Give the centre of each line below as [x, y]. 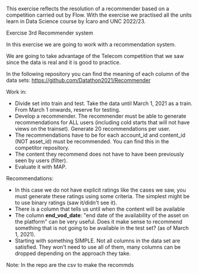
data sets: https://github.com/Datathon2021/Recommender [78, 80]
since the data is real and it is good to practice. [64, 62]
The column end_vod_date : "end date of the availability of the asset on [102, 215]
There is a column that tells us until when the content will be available [100, 209]
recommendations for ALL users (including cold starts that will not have [102, 122]
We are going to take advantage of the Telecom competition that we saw [95, 56]
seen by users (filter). [41, 160]
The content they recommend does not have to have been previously [99, 154]
